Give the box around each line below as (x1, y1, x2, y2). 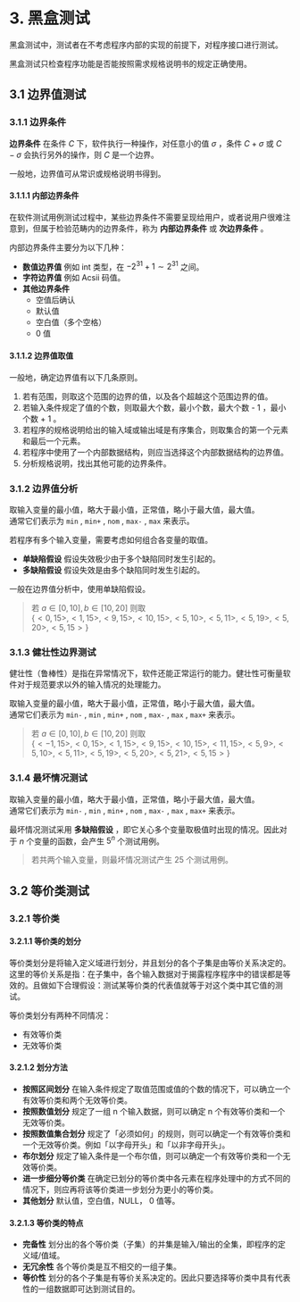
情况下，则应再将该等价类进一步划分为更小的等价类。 (21, 1184, 219, 1195)
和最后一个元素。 (21, 435, 86, 447)
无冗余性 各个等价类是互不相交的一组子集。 (21, 1261, 181, 1273)
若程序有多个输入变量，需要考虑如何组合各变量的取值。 (9, 534, 212, 545)
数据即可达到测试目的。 (53, 1283, 140, 1295)
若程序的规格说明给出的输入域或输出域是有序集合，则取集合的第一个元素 (21, 424, 288, 435)
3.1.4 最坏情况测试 (9, 772, 87, 784)
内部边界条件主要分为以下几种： (9, 242, 127, 253)
